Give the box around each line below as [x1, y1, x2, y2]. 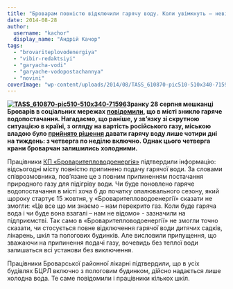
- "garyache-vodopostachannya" [13, 68, 104, 75]
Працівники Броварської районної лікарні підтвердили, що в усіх [7, 259, 200, 268]
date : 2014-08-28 [7, 17, 58, 24]
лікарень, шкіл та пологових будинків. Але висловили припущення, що [7, 231, 217, 240]
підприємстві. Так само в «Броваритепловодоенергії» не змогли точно [7, 216, 218, 225]
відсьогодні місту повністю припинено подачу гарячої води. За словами [7, 165, 223, 173]
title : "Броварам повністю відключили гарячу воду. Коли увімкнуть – [7, 10, 213, 17]
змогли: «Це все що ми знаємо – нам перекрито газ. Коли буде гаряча [7, 202, 217, 210]
